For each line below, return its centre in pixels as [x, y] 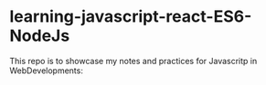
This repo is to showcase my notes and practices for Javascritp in [133, 61]
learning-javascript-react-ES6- [131, 17]
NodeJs [40, 36]
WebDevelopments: [47, 71]
